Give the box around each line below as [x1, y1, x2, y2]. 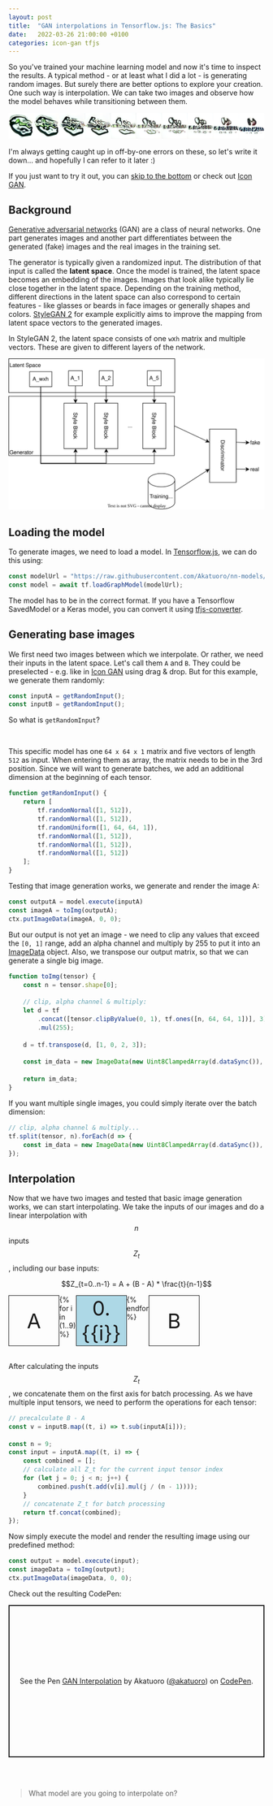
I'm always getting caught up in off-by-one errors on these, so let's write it [8, 146, 258, 156]
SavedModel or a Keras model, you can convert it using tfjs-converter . [8, 604, 244, 613]
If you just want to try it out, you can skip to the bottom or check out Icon [8, 171, 253, 180]
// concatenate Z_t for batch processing [23, 1500, 165, 1508]
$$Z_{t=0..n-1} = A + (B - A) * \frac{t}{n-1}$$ [60, 1280, 213, 1289]
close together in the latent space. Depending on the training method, [8, 284, 241, 293]
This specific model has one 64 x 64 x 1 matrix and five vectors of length [8, 747, 256, 756]
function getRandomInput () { [8, 789, 107, 798]
